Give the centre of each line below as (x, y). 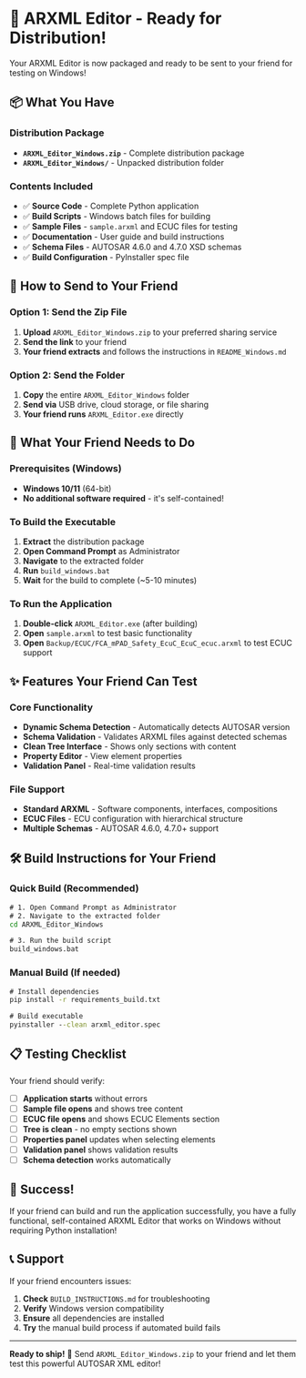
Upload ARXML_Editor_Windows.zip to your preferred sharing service (150, 332)
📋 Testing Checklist (68, 1054)
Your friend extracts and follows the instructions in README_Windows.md (154, 351)
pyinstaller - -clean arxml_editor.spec (85, 1025)
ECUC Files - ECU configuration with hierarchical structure (133, 819)
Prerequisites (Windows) (66, 469)
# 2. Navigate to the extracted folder (85, 916)
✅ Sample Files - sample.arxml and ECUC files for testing (130, 226)
